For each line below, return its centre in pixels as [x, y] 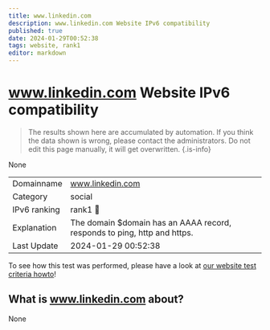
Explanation [35, 227]
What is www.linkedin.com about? [96, 299]
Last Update [35, 246]
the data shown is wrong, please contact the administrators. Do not [139, 141]
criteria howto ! [32, 274]
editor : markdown [37, 53]
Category [30, 196]
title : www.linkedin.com [50, 16]
